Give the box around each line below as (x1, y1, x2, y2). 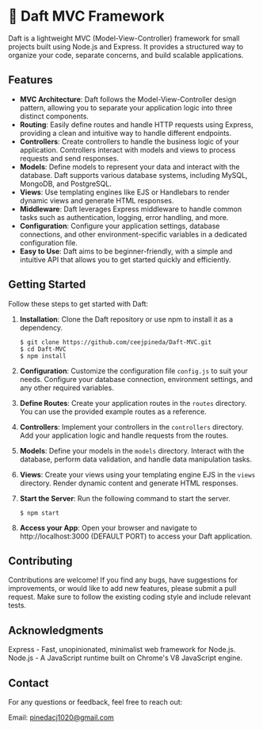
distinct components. (19, 111, 90, 121)
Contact (8, 676, 49, 689)
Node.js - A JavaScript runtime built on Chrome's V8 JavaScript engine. (8, 653, 243, 662)
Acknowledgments (8, 624, 105, 637)
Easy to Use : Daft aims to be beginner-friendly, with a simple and (19, 246, 233, 256)
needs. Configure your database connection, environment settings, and (19, 374, 253, 384)
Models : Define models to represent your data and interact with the (19, 162, 240, 172)
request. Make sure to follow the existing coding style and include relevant (8, 592, 251, 602)
